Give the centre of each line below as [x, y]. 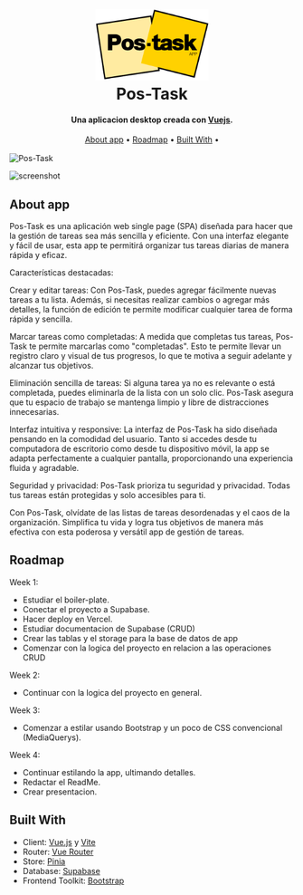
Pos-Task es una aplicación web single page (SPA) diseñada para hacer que [151, 226]
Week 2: [25, 675]
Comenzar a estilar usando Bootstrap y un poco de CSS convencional [152, 727]
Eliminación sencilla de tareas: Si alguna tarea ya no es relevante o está [142, 382]
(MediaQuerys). [52, 737]
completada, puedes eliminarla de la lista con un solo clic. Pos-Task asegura [151, 392]
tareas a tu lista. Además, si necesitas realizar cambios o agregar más [139, 299]
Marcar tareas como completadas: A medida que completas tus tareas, [142, 336]
